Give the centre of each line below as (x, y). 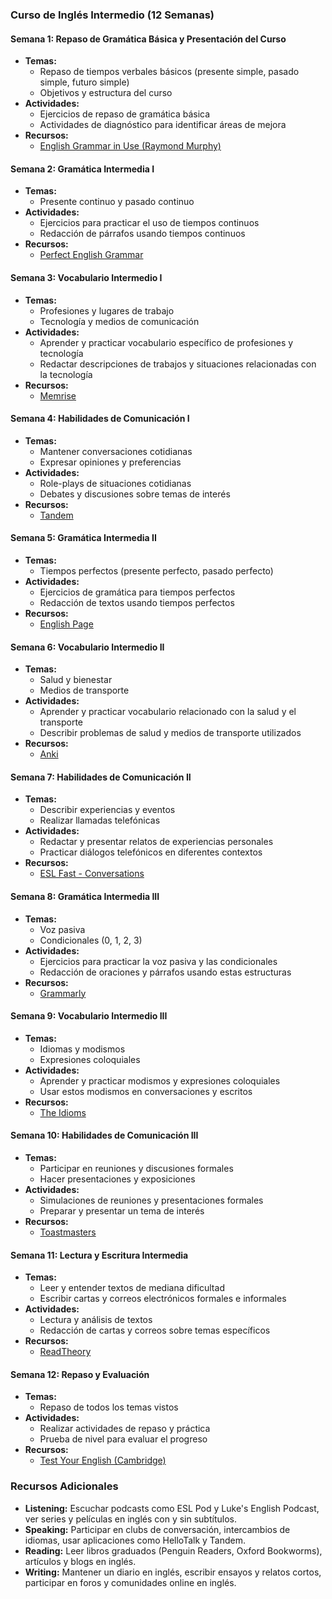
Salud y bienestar (76, 680)
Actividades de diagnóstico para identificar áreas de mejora (163, 125)
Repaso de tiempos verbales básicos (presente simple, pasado (169, 72)
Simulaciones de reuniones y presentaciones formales (151, 1200)
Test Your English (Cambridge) (103, 1460)
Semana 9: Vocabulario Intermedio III (89, 1016)
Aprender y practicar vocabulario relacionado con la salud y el (168, 712)
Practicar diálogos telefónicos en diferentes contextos (151, 852)
